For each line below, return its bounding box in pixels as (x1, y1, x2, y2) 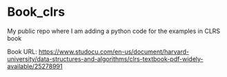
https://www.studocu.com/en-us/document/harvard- (38, 47, 190, 56)
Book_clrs (7, 4, 66, 20)
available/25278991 (7, 62, 63, 70)
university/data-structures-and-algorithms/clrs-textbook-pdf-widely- (7, 54, 204, 63)
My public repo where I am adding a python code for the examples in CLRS (7, 27, 221, 35)
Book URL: (7, 47, 37, 56)
